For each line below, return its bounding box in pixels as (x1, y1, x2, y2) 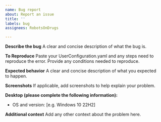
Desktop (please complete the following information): (5, 92, 118, 98)
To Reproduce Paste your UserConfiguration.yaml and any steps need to (5, 53, 154, 59)
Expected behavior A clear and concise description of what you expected (5, 68, 157, 74)
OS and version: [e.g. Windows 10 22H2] (12, 102, 96, 108)
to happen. (5, 73, 27, 79)
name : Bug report (5, 7, 41, 12)
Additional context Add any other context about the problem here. (5, 112, 141, 118)
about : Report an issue (5, 12, 54, 17)
